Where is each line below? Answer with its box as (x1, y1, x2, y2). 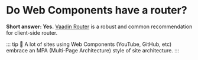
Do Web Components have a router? (6, 4, 187, 17)
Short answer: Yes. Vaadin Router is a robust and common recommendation (6, 23, 193, 30)
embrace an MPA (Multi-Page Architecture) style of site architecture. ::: (6, 46, 179, 54)
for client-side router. (6, 29, 58, 36)
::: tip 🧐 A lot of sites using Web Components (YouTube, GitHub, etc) (6, 41, 172, 48)
